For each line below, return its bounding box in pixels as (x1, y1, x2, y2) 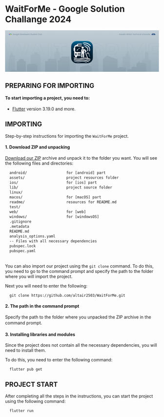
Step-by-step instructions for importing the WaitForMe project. (5, 133, 129, 139)
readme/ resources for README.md (9, 199, 117, 205)
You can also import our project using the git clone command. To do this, (5, 263, 154, 269)
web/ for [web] (9, 209, 86, 214)
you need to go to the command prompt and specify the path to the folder (5, 268, 154, 274)
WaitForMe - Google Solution (5, 3, 125, 15)
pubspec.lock (9, 243, 36, 249)
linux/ (9, 189, 23, 195)
